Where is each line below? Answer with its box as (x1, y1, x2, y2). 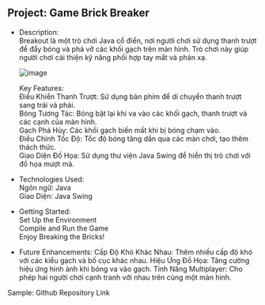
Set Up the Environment (18, 215, 97, 224)
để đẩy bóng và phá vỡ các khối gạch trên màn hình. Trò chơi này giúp (18, 44, 249, 54)
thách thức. (18, 142, 57, 151)
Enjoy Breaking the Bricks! (18, 231, 105, 241)
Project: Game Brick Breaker (7, 6, 150, 20)
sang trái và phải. (18, 100, 76, 109)
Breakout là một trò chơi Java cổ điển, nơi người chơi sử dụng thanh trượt (18, 36, 257, 45)
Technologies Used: (18, 174, 85, 184)
